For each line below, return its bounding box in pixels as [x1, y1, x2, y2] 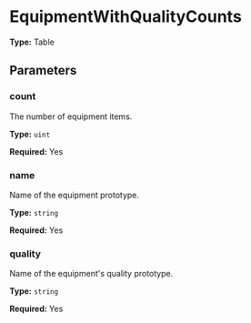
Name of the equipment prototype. [9, 189, 139, 200]
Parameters [9, 63, 77, 78]
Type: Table [9, 36, 55, 47]
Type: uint [9, 128, 51, 139]
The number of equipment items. [9, 111, 133, 122]
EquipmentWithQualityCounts [9, 6, 243, 27]
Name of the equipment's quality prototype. [9, 268, 174, 279]
